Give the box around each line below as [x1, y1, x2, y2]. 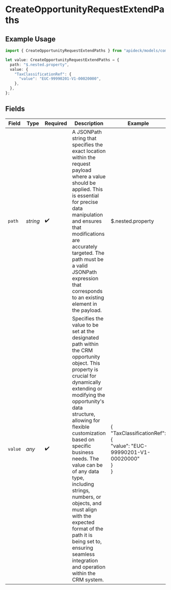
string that [72, 135, 97, 142]
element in [72, 300, 98, 307]
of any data [72, 468, 99, 475]
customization [72, 430, 106, 437]
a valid [72, 262, 88, 269]
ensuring [72, 544, 93, 551]
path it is [72, 531, 93, 539]
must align [72, 506, 97, 513]
